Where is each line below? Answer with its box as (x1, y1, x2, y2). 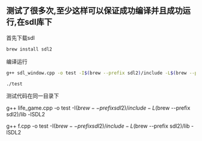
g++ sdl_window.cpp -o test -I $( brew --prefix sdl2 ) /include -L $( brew (6, 70, 187, 76)
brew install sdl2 (6, 46, 52, 52)
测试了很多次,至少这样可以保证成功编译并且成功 (6, 5, 183, 16)
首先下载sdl (6, 34, 35, 41)
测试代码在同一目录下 (6, 92, 59, 99)
